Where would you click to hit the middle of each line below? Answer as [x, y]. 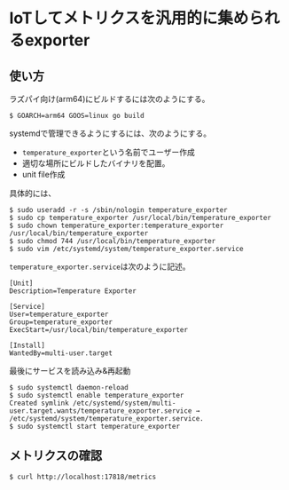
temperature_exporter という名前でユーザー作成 [108, 152]
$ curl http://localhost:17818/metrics [83, 477]
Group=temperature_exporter [61, 322]
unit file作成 [43, 174]
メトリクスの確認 [56, 456]
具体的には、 [32, 193]
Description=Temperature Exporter [73, 291]
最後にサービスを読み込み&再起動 [70, 371]
